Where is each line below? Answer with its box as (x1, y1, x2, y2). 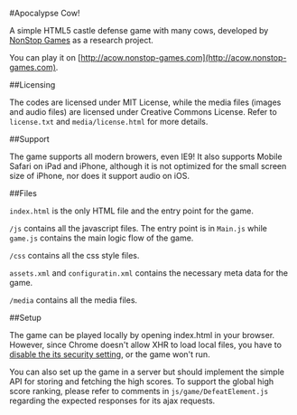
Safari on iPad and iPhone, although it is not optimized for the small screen (9, 161, 287, 171)
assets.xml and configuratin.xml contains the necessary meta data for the (9, 268, 289, 278)
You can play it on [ (9, 52, 81, 62)
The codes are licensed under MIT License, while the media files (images (9, 97, 282, 108)
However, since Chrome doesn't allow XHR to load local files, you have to (9, 339, 283, 350)
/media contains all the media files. (9, 295, 138, 306)
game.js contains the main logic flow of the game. (9, 232, 194, 243)
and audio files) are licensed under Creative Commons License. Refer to (9, 107, 277, 117)
